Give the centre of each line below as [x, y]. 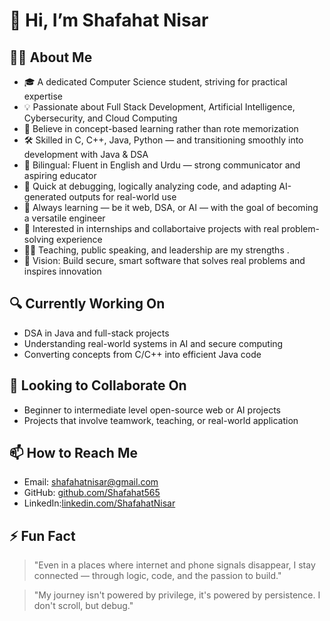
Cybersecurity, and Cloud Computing [100, 118]
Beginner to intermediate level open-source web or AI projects [152, 410]
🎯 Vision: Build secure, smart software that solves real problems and [164, 260]
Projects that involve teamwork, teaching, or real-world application [161, 420]
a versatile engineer [64, 218]
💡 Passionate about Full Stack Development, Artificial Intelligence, [159, 107]
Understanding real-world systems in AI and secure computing [153, 343]
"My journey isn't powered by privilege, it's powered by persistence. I [177, 595]
